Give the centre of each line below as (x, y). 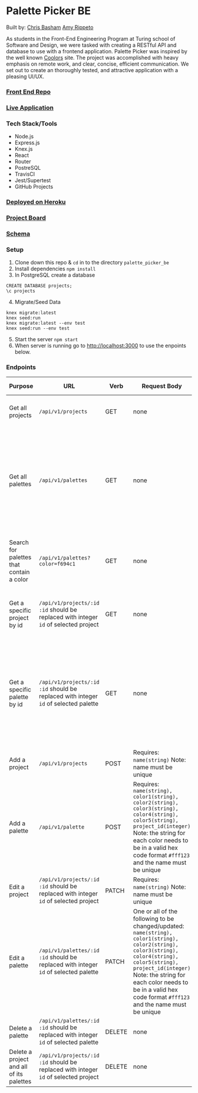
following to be (154, 919)
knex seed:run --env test (38, 329)
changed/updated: (159, 926)
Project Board (26, 218)
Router (23, 161)
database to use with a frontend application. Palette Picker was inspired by (97, 51)
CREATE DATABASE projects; (39, 286)
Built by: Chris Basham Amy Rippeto (50, 27)
